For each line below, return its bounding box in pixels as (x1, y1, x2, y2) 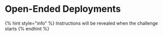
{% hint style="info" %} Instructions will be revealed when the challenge (5, 20, 158, 26)
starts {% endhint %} (5, 25, 49, 31)
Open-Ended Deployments (5, 3, 121, 15)
